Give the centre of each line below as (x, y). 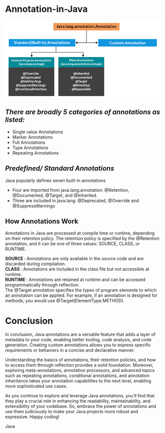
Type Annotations (30, 148)
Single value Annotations (38, 132)
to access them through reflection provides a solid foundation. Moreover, (79, 365)
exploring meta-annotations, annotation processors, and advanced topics (80, 371)
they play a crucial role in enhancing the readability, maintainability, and (78, 401)
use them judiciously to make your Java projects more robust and (72, 412)
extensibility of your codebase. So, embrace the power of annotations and (81, 406)
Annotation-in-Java (46, 9)
